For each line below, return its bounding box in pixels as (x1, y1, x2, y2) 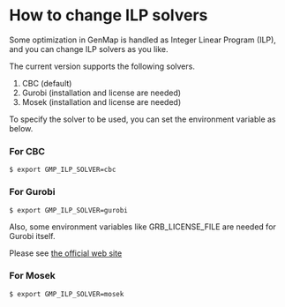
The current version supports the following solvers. (9, 61, 196, 71)
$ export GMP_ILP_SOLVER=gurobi (9, 206, 128, 214)
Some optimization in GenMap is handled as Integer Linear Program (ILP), (9, 34, 276, 45)
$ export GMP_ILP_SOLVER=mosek (9, 289, 124, 298)
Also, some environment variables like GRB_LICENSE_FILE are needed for (9, 221, 276, 232)
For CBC (9, 145, 46, 157)
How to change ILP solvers (9, 5, 208, 26)
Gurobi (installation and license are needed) (21, 87, 182, 98)
